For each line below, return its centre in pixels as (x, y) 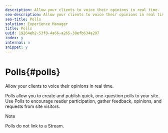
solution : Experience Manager (37, 24)
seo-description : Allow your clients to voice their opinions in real (80, 15)
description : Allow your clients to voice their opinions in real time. (82, 10)
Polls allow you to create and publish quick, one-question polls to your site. (82, 95)
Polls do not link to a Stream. (34, 125)
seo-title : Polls (23, 19)
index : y (14, 38)
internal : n (17, 43)
